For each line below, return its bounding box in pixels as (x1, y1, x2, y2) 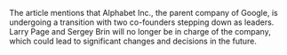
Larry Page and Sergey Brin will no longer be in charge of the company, (9, 27, 271, 36)
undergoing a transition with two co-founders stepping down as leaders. (9, 17, 275, 27)
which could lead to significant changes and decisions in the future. (9, 35, 258, 46)
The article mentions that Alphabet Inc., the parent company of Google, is (9, 8, 278, 18)
